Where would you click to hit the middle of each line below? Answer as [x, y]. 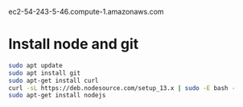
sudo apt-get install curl [54, 80]
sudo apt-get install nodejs [57, 96]
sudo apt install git [45, 73]
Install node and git [74, 44]
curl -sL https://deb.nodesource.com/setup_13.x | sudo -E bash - [122, 88]
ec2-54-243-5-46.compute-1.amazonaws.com [86, 12]
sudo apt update [35, 65]
